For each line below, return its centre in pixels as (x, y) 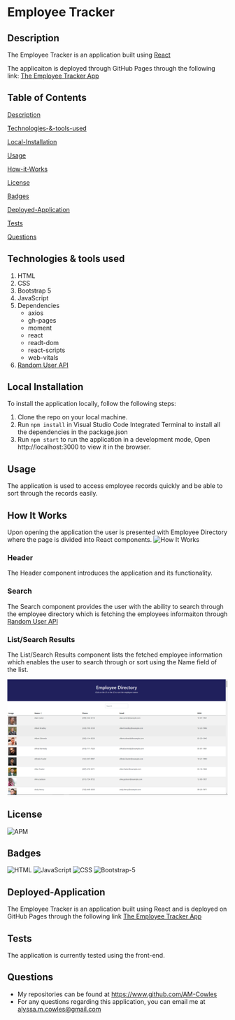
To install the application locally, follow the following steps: (92, 404)
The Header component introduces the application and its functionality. (110, 573)
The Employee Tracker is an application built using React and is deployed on (117, 909)
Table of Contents (47, 98)
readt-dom (43, 342)
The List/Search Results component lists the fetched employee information (115, 655)
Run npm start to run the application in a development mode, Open (114, 440)
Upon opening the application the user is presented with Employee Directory (117, 532)
